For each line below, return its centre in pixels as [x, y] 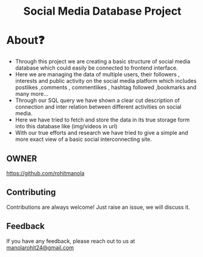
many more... [32, 94]
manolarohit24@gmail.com [40, 247]
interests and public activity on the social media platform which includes [106, 81]
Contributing [31, 193]
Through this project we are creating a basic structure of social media [103, 62]
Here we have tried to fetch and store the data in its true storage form [102, 120]
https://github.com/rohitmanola [45, 173]
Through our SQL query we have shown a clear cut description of [97, 100]
